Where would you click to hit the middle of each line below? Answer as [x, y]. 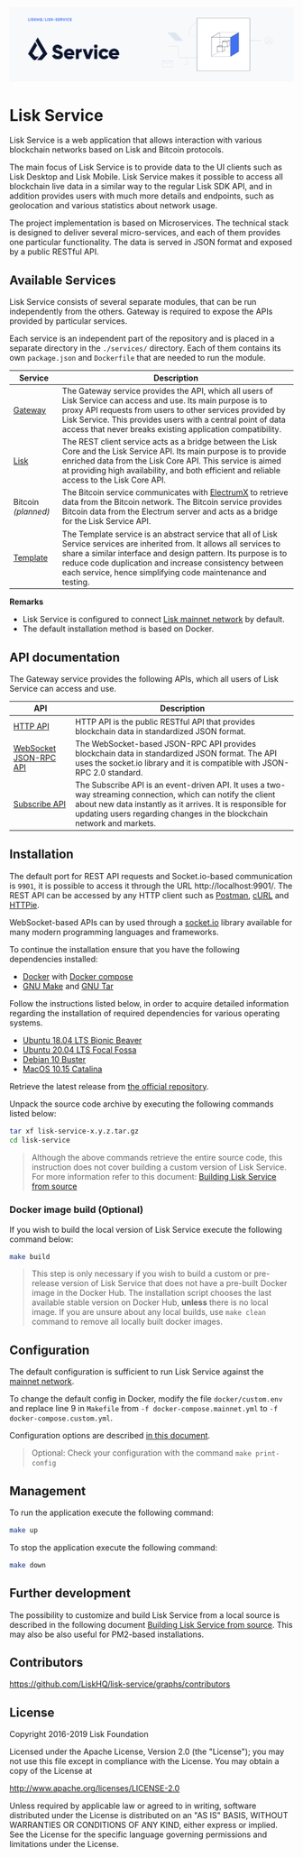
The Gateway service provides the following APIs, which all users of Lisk [144, 678]
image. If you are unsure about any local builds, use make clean [148, 1312]
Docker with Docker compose [78, 976]
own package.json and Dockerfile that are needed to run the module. [138, 358]
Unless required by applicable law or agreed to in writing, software [133, 1806]
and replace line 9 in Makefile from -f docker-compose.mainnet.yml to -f [143, 1409]
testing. [76, 582]
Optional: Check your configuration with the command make [142, 1453]
